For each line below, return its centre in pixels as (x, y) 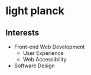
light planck (35, 11)
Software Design (35, 66)
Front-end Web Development (49, 47)
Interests (22, 33)
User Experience (43, 53)
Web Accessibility (45, 59)
